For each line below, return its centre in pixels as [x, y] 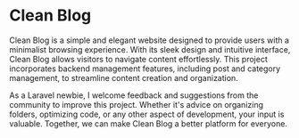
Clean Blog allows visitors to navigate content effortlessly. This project [138, 59]
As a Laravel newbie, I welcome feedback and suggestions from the [134, 95]
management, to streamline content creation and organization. [124, 77]
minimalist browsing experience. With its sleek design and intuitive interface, [150, 49]
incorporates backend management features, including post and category [145, 69]
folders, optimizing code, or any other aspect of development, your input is [147, 114]
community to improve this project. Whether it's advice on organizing [136, 104]
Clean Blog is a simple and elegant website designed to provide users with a [149, 40]
